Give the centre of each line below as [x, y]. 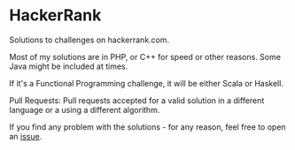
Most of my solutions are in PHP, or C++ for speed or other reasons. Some [145, 56]
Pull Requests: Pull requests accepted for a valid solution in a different [137, 100]
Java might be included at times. [69, 66]
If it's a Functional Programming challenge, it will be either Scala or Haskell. [146, 83]
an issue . [26, 136]
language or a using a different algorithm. [85, 109]
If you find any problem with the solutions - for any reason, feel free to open [147, 127]
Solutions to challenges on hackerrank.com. [89, 40]
